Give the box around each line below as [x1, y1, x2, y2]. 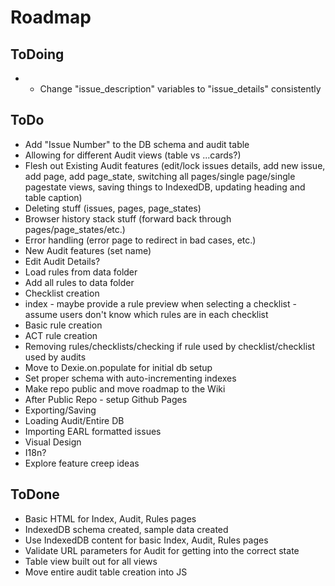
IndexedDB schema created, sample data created [24, 523, 229, 535]
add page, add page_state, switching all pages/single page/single [24, 170, 296, 182]
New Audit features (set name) [24, 244, 152, 256]
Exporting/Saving [24, 404, 97, 416]
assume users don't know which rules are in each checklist [24, 308, 269, 320]
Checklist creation [24, 287, 100, 299]
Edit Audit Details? [24, 255, 101, 267]
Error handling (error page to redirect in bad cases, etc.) [24, 234, 257, 246]
